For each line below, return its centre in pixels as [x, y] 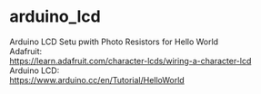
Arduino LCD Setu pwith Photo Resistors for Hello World [114, 42]
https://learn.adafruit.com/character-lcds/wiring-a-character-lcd [130, 61]
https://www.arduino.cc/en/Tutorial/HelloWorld [97, 80]
